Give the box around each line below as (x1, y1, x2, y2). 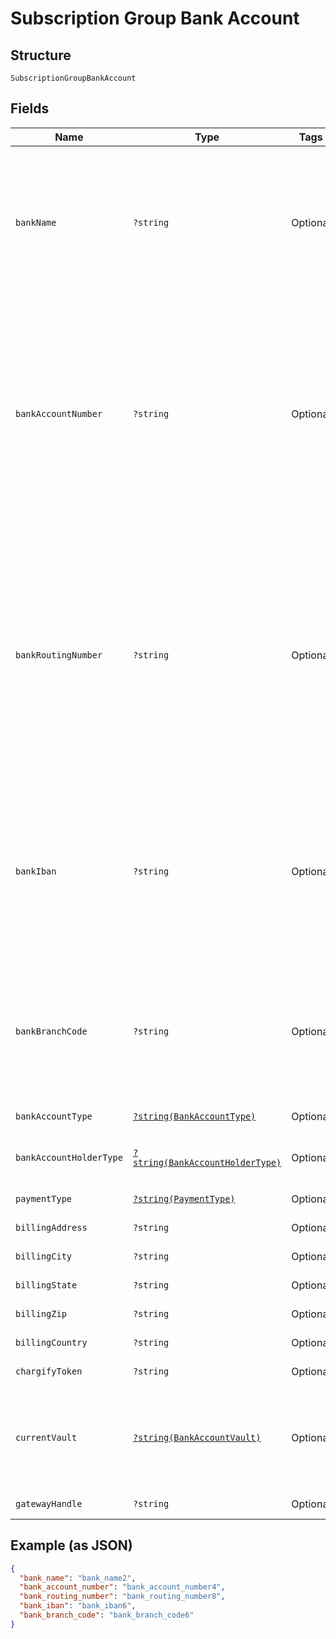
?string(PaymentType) (132, 1193, 236, 1204)
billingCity (15, 1250, 73, 1262)
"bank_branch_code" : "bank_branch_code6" (19, 1610, 195, 1620)
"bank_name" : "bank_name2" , (19, 1573, 137, 1583)
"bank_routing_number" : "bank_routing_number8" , (19, 1592, 226, 1602)
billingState (15, 1279, 78, 1291)
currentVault (15, 1432, 78, 1443)
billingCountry (15, 1337, 88, 1348)
